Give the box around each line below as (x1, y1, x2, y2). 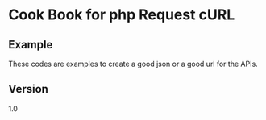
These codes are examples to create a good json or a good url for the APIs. (8, 59, 258, 68)
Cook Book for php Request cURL (8, 6, 235, 24)
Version (8, 82, 48, 96)
